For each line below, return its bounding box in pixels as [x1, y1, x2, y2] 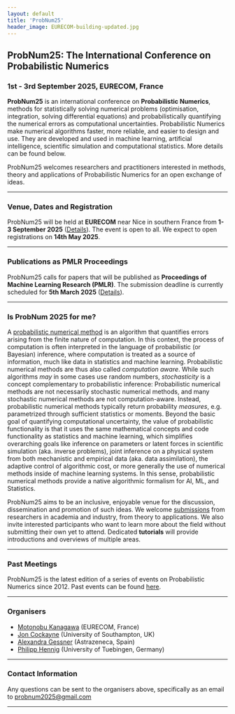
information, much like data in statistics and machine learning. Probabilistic [7, 357, 223, 365]
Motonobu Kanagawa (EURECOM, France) [17, 622, 140, 631]
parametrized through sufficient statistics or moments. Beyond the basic [7, 410, 215, 418]
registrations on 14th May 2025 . [7, 233, 101, 241]
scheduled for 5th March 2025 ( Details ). [7, 288, 124, 296]
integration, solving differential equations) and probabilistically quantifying [7, 112, 222, 121]
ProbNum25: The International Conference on [7, 49, 211, 61]
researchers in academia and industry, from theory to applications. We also [7, 513, 224, 521]
